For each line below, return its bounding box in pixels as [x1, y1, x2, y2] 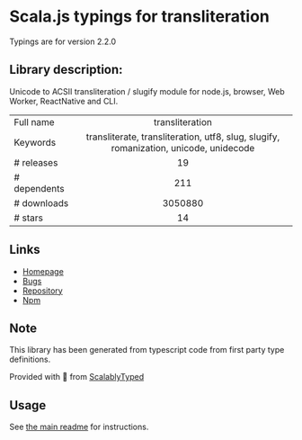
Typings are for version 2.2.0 [9, 36, 117, 47]
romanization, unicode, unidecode [111, 141, 255, 154]
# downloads [13, 196, 69, 209]
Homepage [22, 265, 65, 276]
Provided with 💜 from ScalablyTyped [9, 372, 145, 382]
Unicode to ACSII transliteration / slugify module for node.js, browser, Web [9, 85, 285, 96]
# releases [13, 156, 58, 168]
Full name [13, 115, 56, 128]
